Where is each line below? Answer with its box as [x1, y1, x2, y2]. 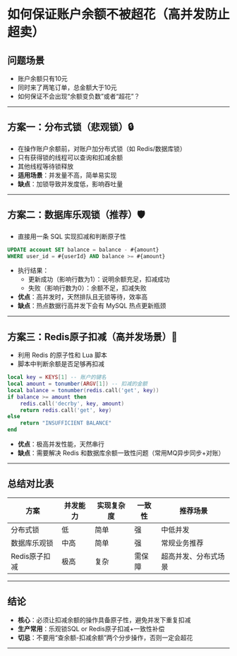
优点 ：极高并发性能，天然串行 [17, 440, 104, 449]
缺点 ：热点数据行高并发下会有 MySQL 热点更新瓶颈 [17, 301, 166, 310]
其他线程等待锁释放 [17, 162, 74, 170]
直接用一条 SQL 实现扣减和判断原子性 [17, 232, 127, 241]
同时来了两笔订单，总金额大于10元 [17, 83, 118, 92]
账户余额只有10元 [17, 75, 68, 83]
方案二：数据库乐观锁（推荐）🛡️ [7, 209, 146, 221]
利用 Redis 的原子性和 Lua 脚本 [17, 351, 107, 360]
